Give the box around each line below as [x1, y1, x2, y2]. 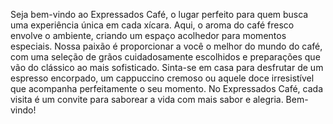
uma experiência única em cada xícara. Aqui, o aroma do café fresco [10, 19, 295, 31]
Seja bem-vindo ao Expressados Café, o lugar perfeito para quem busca [10, 9, 309, 20]
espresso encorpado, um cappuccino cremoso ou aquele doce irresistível [10, 72, 315, 84]
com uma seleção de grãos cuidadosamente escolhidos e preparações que [10, 51, 321, 63]
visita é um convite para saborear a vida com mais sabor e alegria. [10, 94, 284, 105]
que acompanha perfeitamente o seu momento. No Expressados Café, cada [10, 83, 324, 94]
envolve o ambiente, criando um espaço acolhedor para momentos [10, 30, 287, 41]
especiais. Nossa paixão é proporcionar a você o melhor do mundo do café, [10, 40, 323, 52]
